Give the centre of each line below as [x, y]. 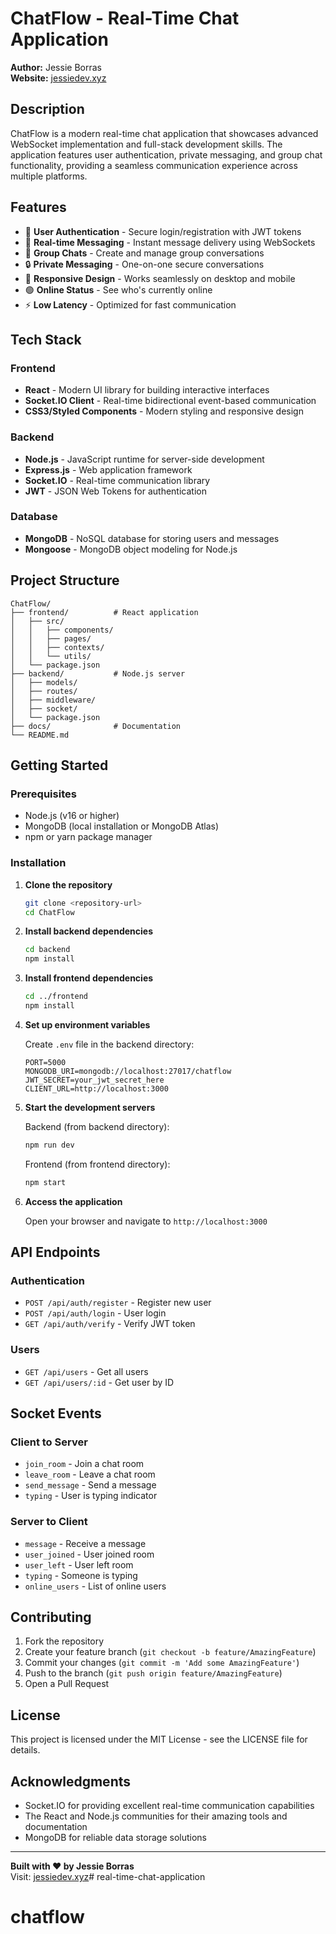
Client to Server [49, 1442]
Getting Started [59, 765]
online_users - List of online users [95, 1586]
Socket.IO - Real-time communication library [117, 480]
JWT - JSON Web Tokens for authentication [115, 491]
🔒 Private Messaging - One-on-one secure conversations [144, 264]
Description [47, 109]
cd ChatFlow [49, 912]
